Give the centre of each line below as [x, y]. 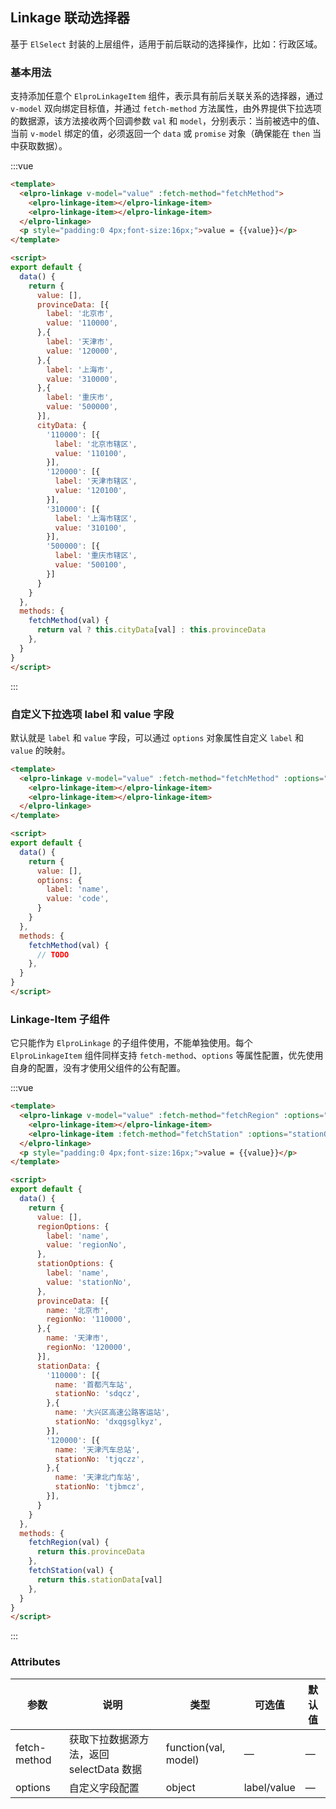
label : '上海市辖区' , [96, 518]
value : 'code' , [78, 899]
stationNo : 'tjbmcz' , [99, 1487]
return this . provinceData [90, 1552]
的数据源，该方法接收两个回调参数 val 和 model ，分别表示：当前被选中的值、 [168, 121]
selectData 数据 [105, 1769]
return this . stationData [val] [99, 1579]
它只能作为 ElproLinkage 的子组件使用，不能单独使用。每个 [131, 1043]
